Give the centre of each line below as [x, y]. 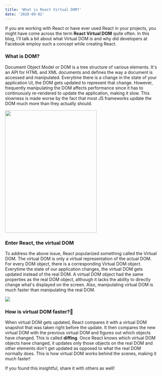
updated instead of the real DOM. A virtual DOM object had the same [74, 274]
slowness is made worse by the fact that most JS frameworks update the [78, 98]
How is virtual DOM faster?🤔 [39, 312]
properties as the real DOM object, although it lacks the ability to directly [78, 280]
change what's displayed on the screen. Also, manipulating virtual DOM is [79, 285]
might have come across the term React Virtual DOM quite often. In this [77, 33]
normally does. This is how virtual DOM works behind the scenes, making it [81, 353]
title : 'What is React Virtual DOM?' [43, 10]
